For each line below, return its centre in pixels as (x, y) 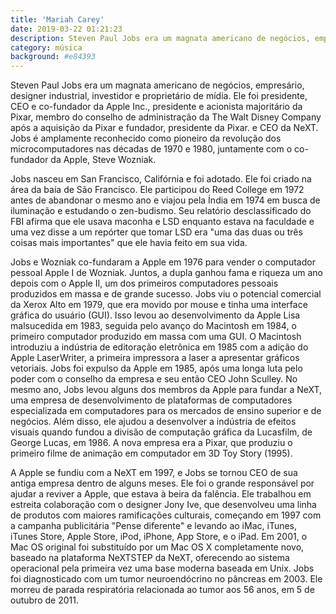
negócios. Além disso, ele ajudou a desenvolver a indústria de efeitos (153, 422)
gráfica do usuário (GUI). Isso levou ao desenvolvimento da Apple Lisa (155, 315)
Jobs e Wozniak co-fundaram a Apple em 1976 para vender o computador (163, 262)
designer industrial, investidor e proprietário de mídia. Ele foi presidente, (159, 96)
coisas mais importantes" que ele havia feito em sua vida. (129, 243)
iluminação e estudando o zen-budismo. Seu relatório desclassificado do (161, 211)
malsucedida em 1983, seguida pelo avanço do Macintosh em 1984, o (153, 326)
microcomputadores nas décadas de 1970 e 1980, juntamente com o (151, 149)
